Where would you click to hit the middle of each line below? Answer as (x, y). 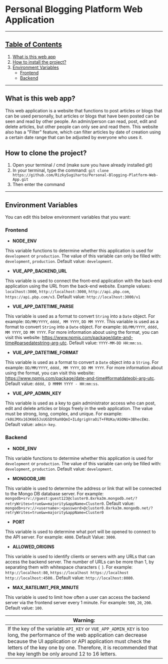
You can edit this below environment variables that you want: (68, 217)
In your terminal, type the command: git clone (60, 170)
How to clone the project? (46, 153)
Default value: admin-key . (31, 425)
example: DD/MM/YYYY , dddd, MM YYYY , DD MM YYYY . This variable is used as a (82, 322)
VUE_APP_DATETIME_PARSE (43, 307)
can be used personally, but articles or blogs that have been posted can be (82, 116)
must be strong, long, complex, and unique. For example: (64, 414)
